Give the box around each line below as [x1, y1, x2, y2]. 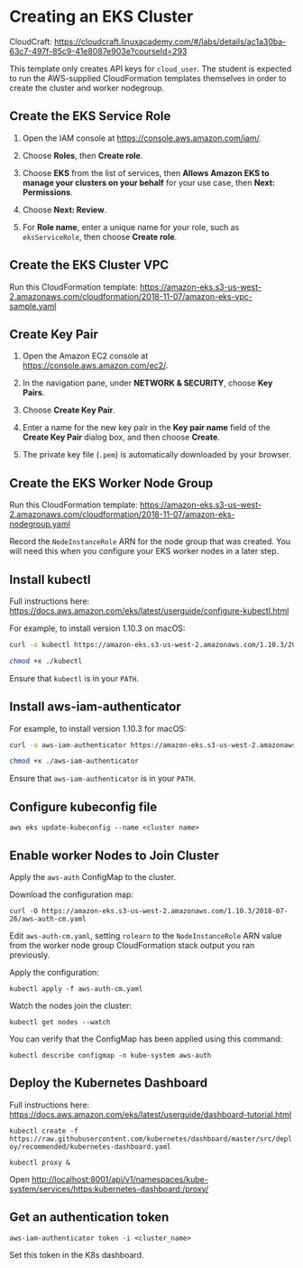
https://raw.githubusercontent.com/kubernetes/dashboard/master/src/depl [9, 1134, 293, 1143]
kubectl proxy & [9, 1158, 70, 1167]
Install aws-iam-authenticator [9, 699, 182, 715]
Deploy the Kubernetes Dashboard [9, 1076, 208, 1091]
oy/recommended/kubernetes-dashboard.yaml [9, 1142, 171, 1152]
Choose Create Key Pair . [22, 404, 115, 416]
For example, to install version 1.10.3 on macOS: [9, 623, 186, 634]
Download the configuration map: [9, 889, 133, 900]
